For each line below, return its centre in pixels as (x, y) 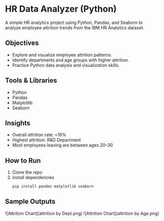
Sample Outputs (30, 202)
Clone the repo (27, 172)
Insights (18, 123)
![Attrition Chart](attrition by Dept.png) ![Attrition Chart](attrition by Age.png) (82, 213)
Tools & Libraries (31, 81)
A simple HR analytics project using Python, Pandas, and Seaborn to (74, 22)
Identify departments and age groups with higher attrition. (70, 60)
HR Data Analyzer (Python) (61, 9)
